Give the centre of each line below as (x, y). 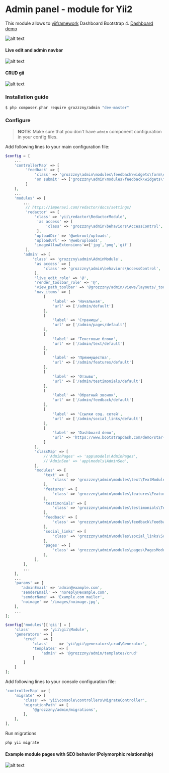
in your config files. (37, 137)
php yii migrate (22, 743)
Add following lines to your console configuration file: (61, 682)
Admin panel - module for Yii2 (69, 9)
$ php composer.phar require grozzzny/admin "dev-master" (67, 108)
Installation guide (27, 97)
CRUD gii (15, 73)
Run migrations (21, 734)
